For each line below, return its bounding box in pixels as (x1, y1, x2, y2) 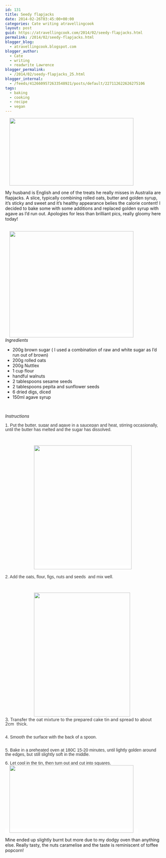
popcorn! (5, 848, 24, 853)
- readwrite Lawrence (9, 62, 55, 67)
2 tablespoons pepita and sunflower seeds (12, 384, 100, 389)
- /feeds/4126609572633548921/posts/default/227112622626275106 (9, 81, 145, 86)
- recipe (9, 100, 28, 105)
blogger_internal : (5, 76, 43, 81)
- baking (9, 90, 28, 95)
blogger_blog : (5, 40, 35, 45)
